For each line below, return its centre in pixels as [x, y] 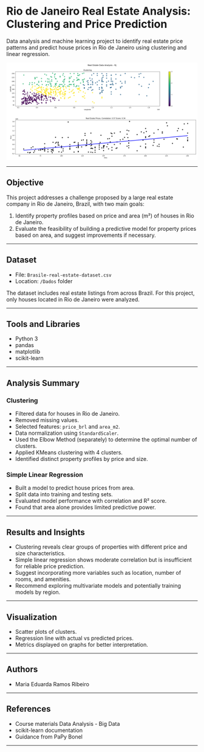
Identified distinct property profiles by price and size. [81, 459]
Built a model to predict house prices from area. [75, 488]
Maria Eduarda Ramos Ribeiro [52, 684]
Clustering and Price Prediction [87, 24]
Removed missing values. [47, 420]
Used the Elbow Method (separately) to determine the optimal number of [106, 439]
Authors [22, 669]
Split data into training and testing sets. [64, 494]
